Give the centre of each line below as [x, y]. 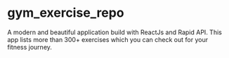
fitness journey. [30, 47]
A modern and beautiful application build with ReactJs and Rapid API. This [115, 32]
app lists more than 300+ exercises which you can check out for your [108, 39]
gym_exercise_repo [66, 13]
